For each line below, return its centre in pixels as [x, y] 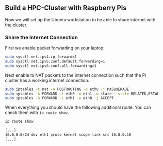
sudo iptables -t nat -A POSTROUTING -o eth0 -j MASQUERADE [67, 89]
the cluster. [16, 25]
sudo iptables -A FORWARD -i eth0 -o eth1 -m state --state [67, 94]
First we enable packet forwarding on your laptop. [55, 48]
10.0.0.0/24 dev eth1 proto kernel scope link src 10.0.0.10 [68, 135]
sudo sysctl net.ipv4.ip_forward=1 [41, 57]
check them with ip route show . [37, 113]
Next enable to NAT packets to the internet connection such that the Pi [76, 75]
